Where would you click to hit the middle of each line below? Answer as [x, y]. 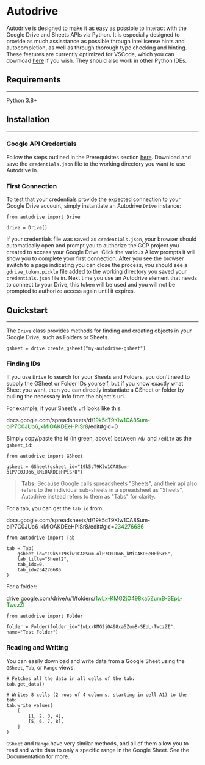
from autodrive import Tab [41, 538]
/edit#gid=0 [103, 426]
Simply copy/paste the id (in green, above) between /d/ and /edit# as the [99, 439]
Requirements [34, 80]
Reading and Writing [37, 648]
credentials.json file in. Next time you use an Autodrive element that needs [102, 278]
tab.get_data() [26, 684]
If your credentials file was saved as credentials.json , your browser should [102, 239]
